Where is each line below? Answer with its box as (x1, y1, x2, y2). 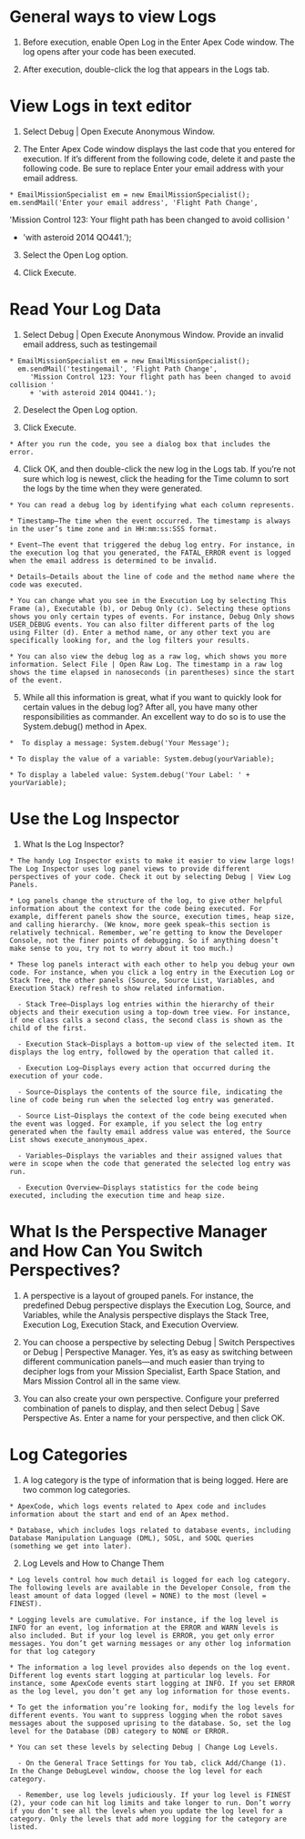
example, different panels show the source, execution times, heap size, (9, 912, 296, 921)
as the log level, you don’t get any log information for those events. (9, 1687, 291, 1696)
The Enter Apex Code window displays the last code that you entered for (22, 143, 296, 154)
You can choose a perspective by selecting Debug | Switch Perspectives (22, 1336, 296, 1347)
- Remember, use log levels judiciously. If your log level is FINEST (17, 1790, 291, 1800)
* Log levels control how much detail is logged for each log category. (9, 1575, 291, 1584)
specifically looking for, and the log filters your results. (9, 636, 250, 645)
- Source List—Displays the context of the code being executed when (17, 1111, 287, 1120)
